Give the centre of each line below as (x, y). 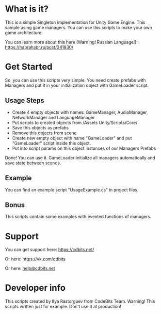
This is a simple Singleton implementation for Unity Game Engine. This (75, 22)
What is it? (27, 9)
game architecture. (24, 32)
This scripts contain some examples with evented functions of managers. (78, 217)
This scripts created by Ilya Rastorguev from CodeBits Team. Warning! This (80, 301)
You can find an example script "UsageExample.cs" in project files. (72, 189)
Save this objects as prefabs (40, 127)
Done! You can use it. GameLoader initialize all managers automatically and (80, 157)
